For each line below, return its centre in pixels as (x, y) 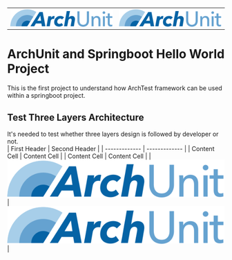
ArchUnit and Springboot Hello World (116, 54)
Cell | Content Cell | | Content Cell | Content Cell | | (79, 156)
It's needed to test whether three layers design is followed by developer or (113, 134)
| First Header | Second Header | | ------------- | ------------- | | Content (111, 149)
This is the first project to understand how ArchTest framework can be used (115, 88)
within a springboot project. (46, 96)
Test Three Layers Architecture (76, 118)
